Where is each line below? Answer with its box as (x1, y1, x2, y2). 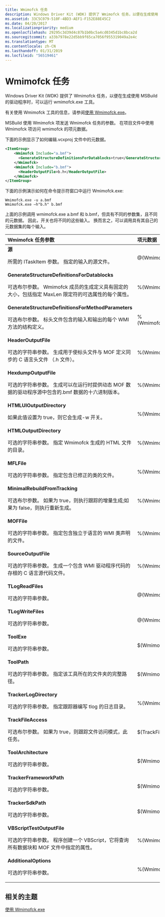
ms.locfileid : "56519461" (5, 53, 58, 58)
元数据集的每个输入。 (5, 223, 48, 229)
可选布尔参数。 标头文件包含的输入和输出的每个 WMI (7, 316, 129, 323)
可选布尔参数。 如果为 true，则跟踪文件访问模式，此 (7, 728, 128, 735)
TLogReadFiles (7, 583, 43, 590)
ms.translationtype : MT (5, 39, 54, 44)
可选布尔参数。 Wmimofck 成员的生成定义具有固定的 (7, 284, 129, 290)
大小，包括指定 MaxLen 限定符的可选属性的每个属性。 (7, 291, 132, 298)
